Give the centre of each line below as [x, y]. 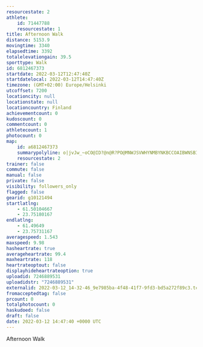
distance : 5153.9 [28, 40]
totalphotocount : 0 [31, 305]
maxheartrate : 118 [29, 260]
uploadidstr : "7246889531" [40, 282]
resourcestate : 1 [39, 29]
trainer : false [25, 164]
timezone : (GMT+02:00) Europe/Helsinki [56, 85]
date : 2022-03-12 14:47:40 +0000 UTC [54, 322]
